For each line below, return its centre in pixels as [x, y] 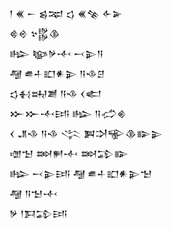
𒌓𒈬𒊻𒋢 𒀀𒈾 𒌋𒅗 [55, 93]
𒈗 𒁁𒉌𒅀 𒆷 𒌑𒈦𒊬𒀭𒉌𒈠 [81, 173]
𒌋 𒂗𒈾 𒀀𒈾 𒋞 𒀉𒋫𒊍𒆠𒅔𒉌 [86, 133]
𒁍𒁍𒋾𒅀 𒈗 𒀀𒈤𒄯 [68, 113]
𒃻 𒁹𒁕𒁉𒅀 [38, 213]
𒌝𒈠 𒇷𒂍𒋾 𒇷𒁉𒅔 [69, 153]
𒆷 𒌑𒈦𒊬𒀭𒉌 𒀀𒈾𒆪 [57, 73]
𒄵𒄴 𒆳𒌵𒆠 [35, 33]
